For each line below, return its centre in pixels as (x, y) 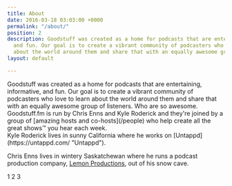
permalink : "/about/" (38, 26)
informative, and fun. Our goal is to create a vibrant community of (100, 91)
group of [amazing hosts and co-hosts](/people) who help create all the (109, 121)
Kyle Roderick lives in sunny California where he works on (90, 135)
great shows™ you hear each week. (57, 127)
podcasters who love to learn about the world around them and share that (112, 99)
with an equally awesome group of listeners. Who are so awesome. (103, 106)
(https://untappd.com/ (39, 143)
